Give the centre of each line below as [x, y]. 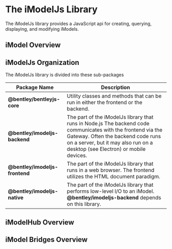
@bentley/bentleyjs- [34, 99]
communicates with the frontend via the [115, 130]
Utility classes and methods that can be [114, 96]
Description [115, 87]
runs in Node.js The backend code [108, 124]
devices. [77, 155]
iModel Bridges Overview [47, 240]
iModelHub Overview [40, 222]
